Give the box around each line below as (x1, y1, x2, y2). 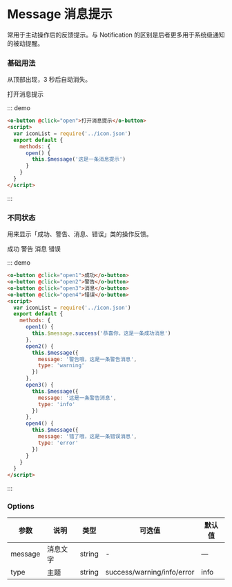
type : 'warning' (37, 362, 85, 369)
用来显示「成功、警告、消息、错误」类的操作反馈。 (7, 230, 153, 238)
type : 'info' (37, 401, 76, 408)
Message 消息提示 (7, 6, 113, 22)
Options (7, 502, 35, 511)
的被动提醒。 (7, 39, 43, 47)
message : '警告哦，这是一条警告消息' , (37, 356, 137, 362)
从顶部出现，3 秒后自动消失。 (7, 76, 92, 84)
